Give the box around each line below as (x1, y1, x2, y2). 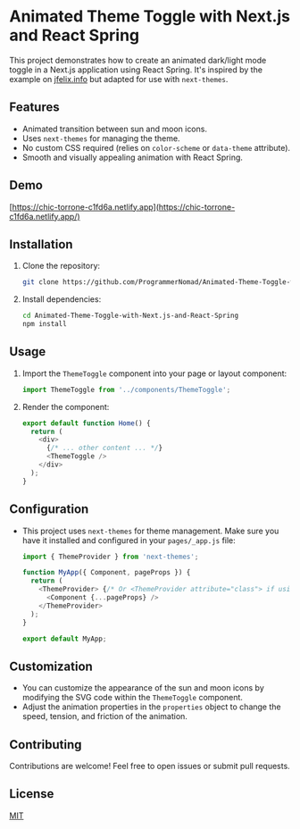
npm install (21, 320, 67, 329)
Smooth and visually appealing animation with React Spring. (21, 152, 244, 163)
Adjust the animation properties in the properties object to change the (21, 701, 281, 712)
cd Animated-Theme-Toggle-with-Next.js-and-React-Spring (21, 311, 239, 321)
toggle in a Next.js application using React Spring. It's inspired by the (9, 64, 263, 75)
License (9, 786, 54, 801)
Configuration (9, 502, 89, 517)
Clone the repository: (21, 261, 101, 272)
